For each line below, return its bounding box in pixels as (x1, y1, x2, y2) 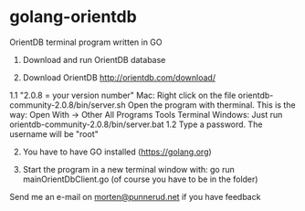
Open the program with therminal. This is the (127, 99, 296, 111)
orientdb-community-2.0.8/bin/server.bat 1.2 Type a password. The (9, 119, 263, 130)
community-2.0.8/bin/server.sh (9, 99, 126, 111)
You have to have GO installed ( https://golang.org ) (22, 146, 212, 157)
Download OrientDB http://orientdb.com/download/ (22, 71, 216, 83)
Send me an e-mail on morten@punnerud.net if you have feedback (9, 191, 261, 202)
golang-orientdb (9, 6, 137, 27)
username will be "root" (9, 128, 99, 139)
